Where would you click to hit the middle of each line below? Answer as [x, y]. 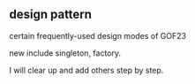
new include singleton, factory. [65, 53]
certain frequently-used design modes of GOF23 [98, 35]
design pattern [51, 15]
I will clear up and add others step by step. [86, 70]
